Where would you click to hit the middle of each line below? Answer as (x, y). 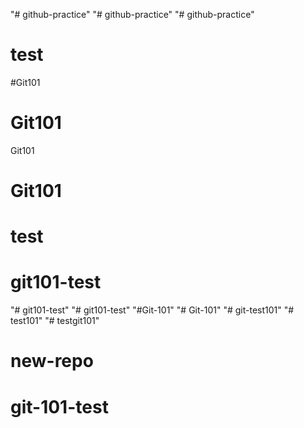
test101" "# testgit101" (55, 321)
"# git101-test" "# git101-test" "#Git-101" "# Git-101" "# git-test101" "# (152, 310)
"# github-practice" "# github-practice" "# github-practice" (132, 14)
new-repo (52, 361)
